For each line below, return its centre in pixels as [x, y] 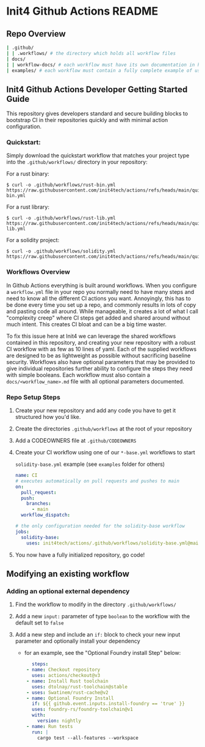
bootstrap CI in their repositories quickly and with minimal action [87, 120]
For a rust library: [28, 207]
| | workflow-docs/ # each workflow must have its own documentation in [101, 65]
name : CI [26, 476]
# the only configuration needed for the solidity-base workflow [100, 526]
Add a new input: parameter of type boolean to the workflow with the [103, 617]
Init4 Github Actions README [82, 11]
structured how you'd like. [48, 417]
